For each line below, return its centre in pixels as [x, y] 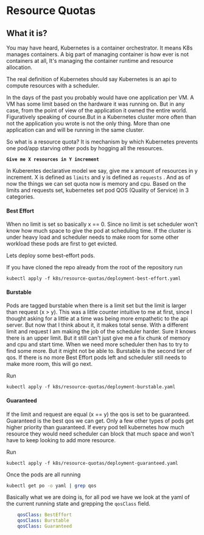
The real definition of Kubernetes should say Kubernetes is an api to [92, 79]
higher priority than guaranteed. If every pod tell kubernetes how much [95, 427]
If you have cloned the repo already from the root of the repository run [94, 267]
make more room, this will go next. [50, 364]
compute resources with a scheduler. [53, 86]
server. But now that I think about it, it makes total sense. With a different [97, 325]
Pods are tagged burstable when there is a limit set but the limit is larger [97, 305]
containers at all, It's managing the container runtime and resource [90, 61]
